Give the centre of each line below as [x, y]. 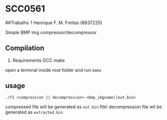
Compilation [25, 48]
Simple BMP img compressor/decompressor [51, 32]
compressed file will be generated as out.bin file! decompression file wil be [83, 106]
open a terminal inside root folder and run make [53, 70]
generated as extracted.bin [34, 112]
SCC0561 [25, 9]
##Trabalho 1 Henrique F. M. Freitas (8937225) [54, 23]
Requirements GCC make [39, 60]
